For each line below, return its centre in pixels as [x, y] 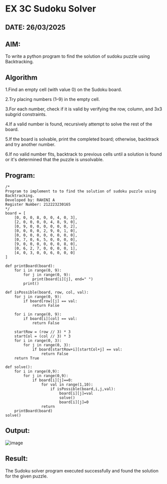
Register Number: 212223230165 [38, 205]
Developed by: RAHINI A [30, 200]
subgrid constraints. [26, 114]
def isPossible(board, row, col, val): [47, 292]
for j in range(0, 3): [47, 345]
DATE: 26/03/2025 [35, 27]
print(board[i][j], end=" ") [63, 279]
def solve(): [19, 367]
